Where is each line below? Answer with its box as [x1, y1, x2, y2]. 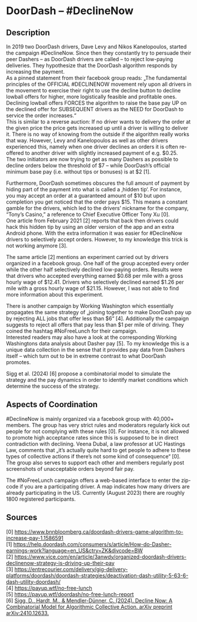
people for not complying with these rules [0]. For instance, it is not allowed [6, 428, 189, 435]
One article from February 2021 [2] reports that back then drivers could [6, 217, 179, 224]
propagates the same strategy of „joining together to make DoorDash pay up [6, 309, 192, 315]
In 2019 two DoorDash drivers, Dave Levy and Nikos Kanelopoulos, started [6, 43, 187, 50]
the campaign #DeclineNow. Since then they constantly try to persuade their [6, 49, 192, 56]
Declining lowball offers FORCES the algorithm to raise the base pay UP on [6, 99, 187, 107]
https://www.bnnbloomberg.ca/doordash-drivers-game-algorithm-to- [14, 528, 183, 535]
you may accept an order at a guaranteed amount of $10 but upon [6, 192, 166, 199]
